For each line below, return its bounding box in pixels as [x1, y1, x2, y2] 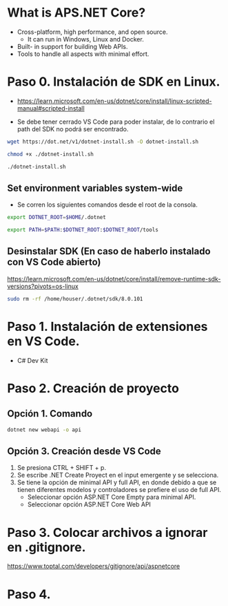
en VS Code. [7, 333, 81, 349]
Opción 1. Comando [7, 408, 93, 419]
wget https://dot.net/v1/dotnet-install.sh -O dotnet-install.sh [7, 138, 198, 145]
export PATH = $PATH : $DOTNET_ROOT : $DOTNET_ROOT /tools [7, 227, 158, 234]
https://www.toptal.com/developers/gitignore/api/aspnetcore [7, 562, 180, 571]
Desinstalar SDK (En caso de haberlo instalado [7, 245, 211, 257]
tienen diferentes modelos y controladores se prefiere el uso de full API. [17, 486, 222, 494]
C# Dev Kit [17, 356, 48, 364]
